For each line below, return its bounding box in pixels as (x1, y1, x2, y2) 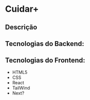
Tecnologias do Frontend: (5, 56, 85, 65)
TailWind (12, 85, 30, 91)
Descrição (5, 23, 37, 31)
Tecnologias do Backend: (5, 39, 85, 48)
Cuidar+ (5, 3, 39, 15)
